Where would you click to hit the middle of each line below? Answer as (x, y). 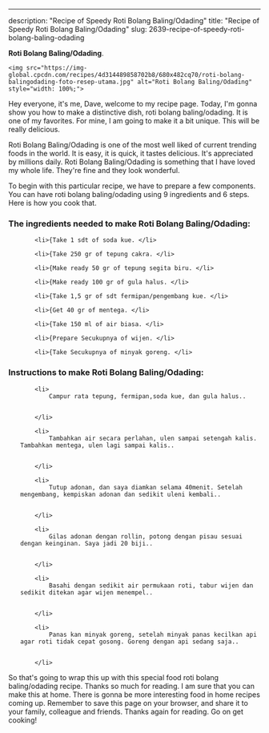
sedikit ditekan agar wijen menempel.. (86, 592)
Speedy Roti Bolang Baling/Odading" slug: (78, 29)
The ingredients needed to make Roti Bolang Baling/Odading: (129, 224)
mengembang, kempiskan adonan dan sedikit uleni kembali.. (120, 494)
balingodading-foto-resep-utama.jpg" (71, 82)
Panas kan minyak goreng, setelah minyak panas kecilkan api (153, 634)
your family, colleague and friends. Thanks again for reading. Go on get (126, 711)
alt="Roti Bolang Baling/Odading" (195, 82)
